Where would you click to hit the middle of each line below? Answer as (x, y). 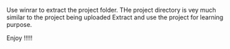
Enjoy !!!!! (20, 38)
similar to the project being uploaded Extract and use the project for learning (115, 17)
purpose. (19, 24)
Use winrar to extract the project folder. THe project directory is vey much (111, 10)
